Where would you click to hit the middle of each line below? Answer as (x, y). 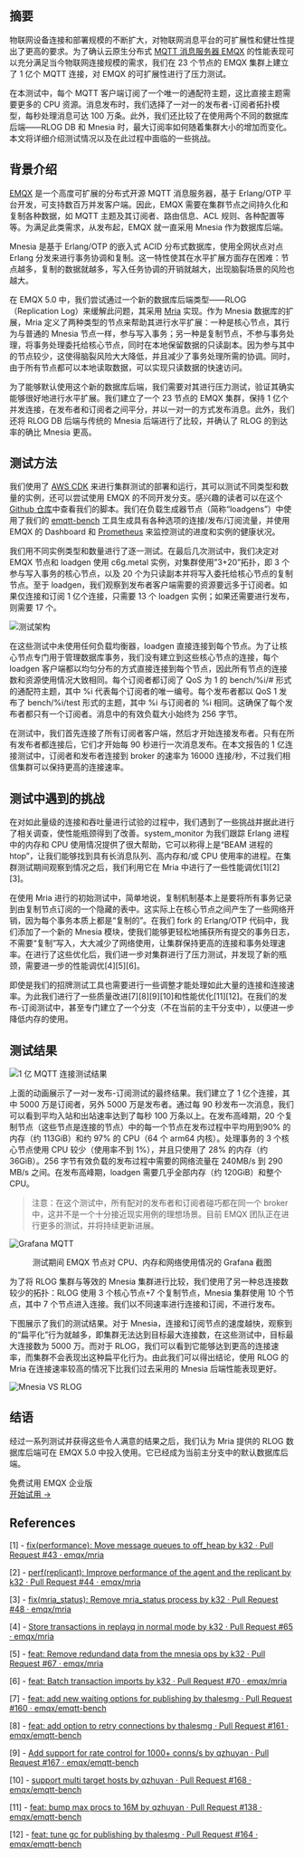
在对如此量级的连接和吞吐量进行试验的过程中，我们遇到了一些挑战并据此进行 (152, 822)
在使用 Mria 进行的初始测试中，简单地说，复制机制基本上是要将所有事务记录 (151, 898)
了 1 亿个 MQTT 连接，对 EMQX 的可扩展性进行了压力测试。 (120, 73)
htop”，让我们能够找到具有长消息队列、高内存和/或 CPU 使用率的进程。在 (147, 856)
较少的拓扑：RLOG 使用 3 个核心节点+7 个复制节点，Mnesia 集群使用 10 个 (148, 1293)
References (43, 1523)
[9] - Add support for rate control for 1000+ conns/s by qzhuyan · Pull (139, 1753)
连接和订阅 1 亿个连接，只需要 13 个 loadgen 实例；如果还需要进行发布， (160, 597)
